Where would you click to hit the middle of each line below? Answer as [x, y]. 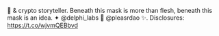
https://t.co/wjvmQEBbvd [43, 25]
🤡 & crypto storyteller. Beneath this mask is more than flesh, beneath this [110, 11]
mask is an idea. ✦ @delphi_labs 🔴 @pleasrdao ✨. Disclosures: [96, 18]
